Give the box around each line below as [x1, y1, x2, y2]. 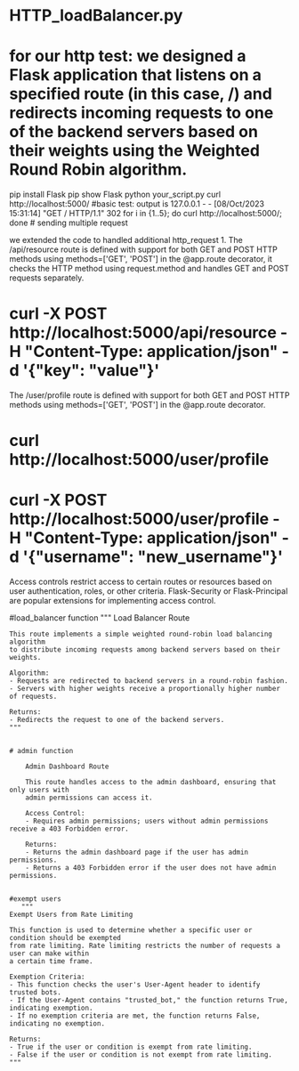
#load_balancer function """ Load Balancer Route [9, 613, 190, 623]
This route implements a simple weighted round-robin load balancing [9, 629, 273, 639]
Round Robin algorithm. [9, 159, 188, 180]
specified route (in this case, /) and [9, 84, 273, 104]
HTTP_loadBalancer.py [9, 5, 183, 26]
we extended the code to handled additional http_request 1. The [9, 235, 243, 246]
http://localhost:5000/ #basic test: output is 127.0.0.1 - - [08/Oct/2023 [9, 199, 265, 209]
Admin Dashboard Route [25, 762, 109, 771]
